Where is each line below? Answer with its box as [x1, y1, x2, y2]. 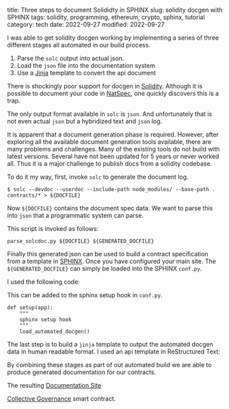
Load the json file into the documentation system [16, 62, 156, 69]
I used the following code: [7, 277, 80, 286]
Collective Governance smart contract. [7, 395, 116, 403]
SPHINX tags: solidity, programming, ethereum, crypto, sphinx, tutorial [7, 13, 205, 21]
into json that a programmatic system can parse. [7, 212, 144, 219]
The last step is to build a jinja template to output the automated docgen [7, 340, 214, 348]
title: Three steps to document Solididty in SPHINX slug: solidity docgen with [7, 6, 223, 14]
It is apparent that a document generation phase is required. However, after [7, 130, 219, 138]
